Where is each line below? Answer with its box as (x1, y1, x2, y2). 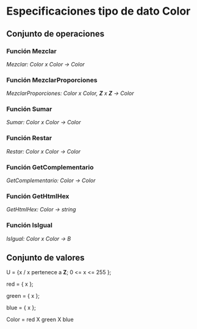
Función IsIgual (6, 221, 53, 230)
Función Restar (6, 134, 52, 143)
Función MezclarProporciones (6, 76, 98, 84)
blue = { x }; (6, 304, 37, 311)
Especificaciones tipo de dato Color (6, 4, 191, 18)
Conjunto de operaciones (6, 29, 105, 39)
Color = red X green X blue (6, 316, 74, 324)
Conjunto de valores (6, 253, 85, 263)
